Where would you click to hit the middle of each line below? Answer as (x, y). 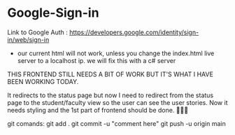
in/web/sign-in (28, 39)
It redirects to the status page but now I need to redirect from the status (111, 95)
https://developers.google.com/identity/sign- (134, 32)
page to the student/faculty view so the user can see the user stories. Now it (117, 102)
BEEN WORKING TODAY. (43, 81)
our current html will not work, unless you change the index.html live (116, 53)
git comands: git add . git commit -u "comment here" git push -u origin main (116, 123)
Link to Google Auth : (38, 32)
